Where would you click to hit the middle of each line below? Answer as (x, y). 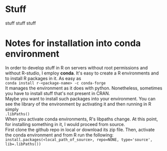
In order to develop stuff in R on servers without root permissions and (77, 67)
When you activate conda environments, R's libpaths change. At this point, (82, 119)
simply (12, 109)
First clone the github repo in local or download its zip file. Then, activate (80, 129)
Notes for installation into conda (73, 43)
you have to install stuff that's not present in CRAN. (58, 93)
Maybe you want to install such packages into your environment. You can (81, 98)
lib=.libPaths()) (23, 144)
